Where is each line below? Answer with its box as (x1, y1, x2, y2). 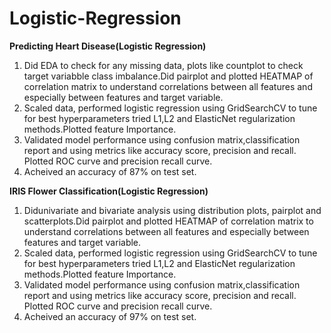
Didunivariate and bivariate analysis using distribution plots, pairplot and (23, 204, 322, 216)
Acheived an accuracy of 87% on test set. (23, 165, 197, 177)
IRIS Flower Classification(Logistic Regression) (9, 185, 209, 197)
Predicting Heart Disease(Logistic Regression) (9, 40, 207, 52)
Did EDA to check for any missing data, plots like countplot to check (23, 59, 304, 71)
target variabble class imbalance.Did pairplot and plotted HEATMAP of (23, 70, 314, 82)
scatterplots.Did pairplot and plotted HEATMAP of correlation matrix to (23, 215, 314, 227)
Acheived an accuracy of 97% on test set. (23, 310, 197, 322)
